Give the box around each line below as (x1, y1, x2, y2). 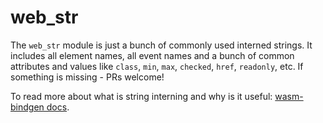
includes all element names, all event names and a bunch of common (10, 49, 295, 61)
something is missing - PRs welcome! (10, 71, 165, 83)
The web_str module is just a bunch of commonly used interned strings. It (10, 39, 313, 51)
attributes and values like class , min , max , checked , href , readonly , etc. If (10, 60, 304, 72)
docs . (46, 101, 70, 113)
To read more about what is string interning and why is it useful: (10, 90, 273, 102)
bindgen (10, 101, 45, 113)
